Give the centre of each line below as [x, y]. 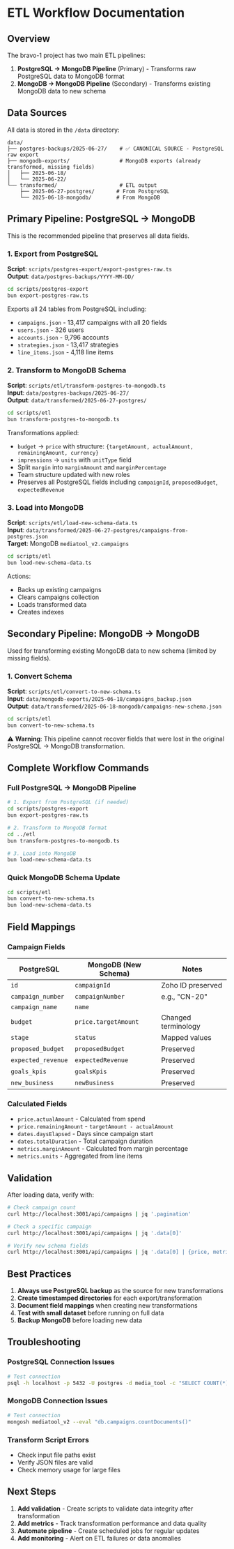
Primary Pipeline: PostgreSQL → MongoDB [101, 219]
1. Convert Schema [40, 676]
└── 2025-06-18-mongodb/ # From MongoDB [90, 197]
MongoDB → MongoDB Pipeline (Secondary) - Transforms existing [114, 84]
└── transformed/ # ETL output [82, 185]
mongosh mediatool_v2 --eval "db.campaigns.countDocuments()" [99, 1422]
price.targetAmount [107, 1022]
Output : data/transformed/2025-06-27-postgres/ [77, 400]
